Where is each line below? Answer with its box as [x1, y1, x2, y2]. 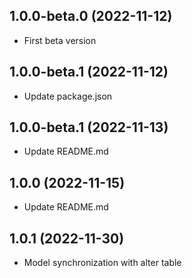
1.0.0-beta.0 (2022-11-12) [9, 8, 173, 25]
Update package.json [23, 90, 113, 102]
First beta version [23, 34, 97, 46]
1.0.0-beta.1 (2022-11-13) [9, 119, 169, 136]
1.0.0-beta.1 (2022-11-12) [9, 64, 169, 81]
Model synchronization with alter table [23, 257, 182, 269]
